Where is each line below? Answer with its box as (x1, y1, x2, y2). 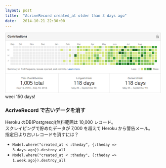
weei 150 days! (5, 94, 36, 100)
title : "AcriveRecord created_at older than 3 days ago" (5, 13, 127, 18)
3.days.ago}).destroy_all (12, 147, 66, 152)
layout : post (5, 8, 32, 13)
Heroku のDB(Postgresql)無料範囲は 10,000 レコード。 (5, 119, 116, 125)
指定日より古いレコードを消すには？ (5, 131, 79, 137)
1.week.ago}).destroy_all (12, 158, 66, 163)
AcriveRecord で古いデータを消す (5, 107, 85, 114)
